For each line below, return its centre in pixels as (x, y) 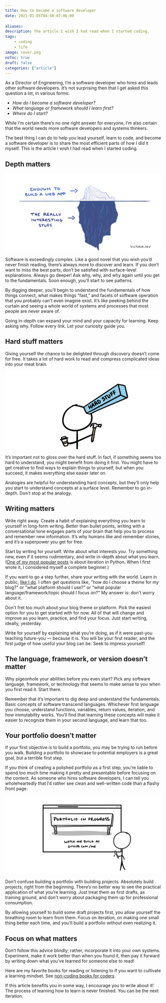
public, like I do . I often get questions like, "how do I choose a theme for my (82, 582)
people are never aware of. (33, 311)
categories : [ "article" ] (31, 68)
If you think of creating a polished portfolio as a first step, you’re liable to (79, 768)
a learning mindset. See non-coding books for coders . (60, 976)
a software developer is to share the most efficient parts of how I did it (77, 143)
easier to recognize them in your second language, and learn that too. (76, 720)
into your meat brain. (27, 364)
